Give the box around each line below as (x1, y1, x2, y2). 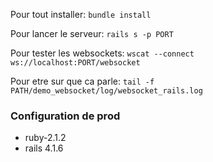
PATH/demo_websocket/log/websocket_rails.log (10, 86, 203, 96)
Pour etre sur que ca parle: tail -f (10, 75, 155, 87)
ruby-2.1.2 (24, 132, 67, 144)
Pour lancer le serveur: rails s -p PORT (10, 28, 174, 39)
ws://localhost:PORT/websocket (10, 58, 141, 68)
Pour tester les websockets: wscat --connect (10, 47, 195, 59)
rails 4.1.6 (24, 142, 64, 154)
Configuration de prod (10, 109, 121, 123)
